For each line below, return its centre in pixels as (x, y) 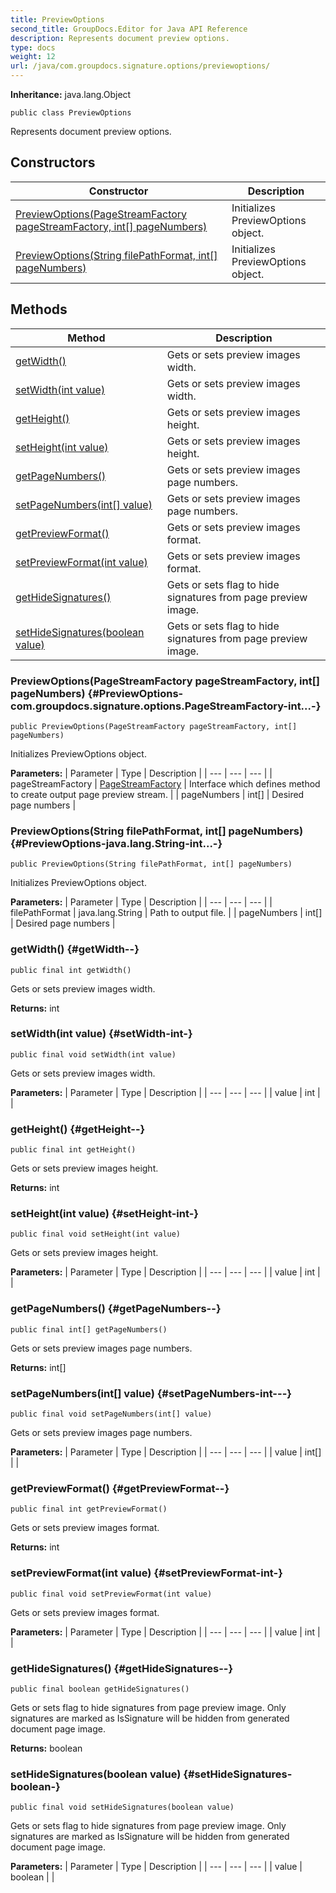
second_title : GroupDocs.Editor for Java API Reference (129, 29)
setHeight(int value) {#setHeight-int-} (105, 1214)
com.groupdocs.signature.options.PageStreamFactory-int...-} (166, 706)
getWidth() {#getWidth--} (75, 949)
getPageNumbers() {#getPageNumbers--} (116, 1309)
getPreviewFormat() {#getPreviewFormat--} (120, 1488)
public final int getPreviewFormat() (89, 1509)
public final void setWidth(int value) (93, 1054)
